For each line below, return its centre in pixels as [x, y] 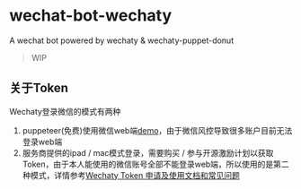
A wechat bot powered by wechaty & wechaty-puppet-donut [122, 40]
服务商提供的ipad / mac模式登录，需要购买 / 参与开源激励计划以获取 [148, 152]
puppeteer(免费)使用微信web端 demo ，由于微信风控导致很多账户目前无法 [157, 130]
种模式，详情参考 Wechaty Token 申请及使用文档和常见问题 [131, 175]
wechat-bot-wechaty [91, 16]
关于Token [39, 88]
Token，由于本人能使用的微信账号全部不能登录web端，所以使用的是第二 [155, 164]
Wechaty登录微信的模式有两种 [65, 111]
